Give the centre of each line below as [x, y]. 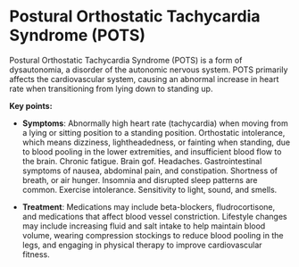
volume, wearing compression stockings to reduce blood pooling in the [153, 235]
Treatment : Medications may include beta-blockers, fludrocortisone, [148, 206]
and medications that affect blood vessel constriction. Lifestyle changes [154, 216]
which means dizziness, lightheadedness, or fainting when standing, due [156, 142]
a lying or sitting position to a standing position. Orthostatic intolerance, [154, 132]
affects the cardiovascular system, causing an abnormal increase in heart [144, 79]
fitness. [36, 254]
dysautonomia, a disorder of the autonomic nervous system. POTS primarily [149, 70]
